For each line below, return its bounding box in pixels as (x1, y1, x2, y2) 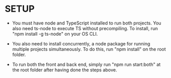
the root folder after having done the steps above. (12, 67, 117, 73)
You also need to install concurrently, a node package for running (12, 40, 151, 46)
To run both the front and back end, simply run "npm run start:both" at (12, 61, 161, 67)
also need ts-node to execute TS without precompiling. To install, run (12, 25, 158, 31)
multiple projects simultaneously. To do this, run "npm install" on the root (12, 46, 166, 52)
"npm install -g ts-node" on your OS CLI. (12, 31, 98, 37)
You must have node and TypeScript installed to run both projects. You (12, 20, 162, 26)
